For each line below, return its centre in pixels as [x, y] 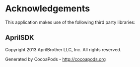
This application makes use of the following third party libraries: [70, 22]
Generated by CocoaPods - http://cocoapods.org [55, 59]
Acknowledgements [48, 9]
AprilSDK [20, 38]
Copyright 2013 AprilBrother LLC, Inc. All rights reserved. [63, 49]
